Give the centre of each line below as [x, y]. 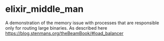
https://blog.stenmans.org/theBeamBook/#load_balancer [64, 33]
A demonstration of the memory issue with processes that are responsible [82, 23]
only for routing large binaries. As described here [56, 28]
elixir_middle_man [44, 9]
